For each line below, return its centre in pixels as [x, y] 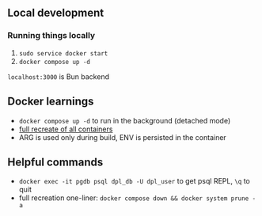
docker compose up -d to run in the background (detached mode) [125, 120]
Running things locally [51, 36]
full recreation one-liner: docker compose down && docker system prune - [137, 198]
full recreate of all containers [66, 129]
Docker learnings [51, 102]
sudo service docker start [63, 53]
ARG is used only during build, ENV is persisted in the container [122, 137]
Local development [56, 13]
